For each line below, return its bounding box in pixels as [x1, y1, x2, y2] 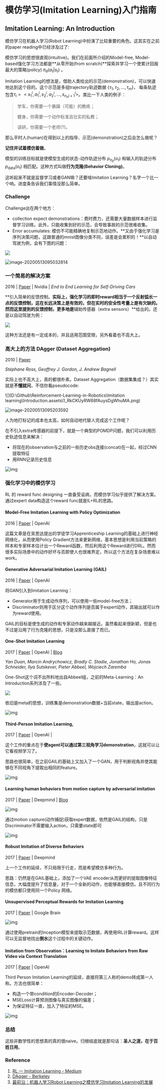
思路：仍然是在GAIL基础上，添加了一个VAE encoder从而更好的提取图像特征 [5, 875, 158, 881]
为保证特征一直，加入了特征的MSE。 [12, 1003, 86, 1009]
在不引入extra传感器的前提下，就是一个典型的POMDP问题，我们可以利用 [5, 428, 152, 434]
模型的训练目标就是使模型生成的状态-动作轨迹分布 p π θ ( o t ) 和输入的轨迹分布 [5, 156, 157, 163]
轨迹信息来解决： [9, 434, 44, 440]
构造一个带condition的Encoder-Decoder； [12, 991, 98, 997]
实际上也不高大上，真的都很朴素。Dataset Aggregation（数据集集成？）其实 [5, 377, 159, 382]
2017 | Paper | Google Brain [5, 909, 61, 916]
